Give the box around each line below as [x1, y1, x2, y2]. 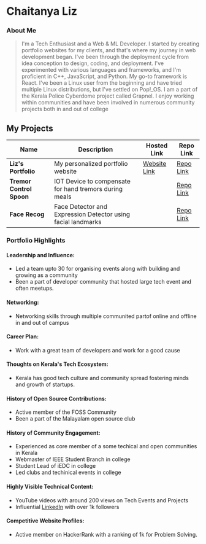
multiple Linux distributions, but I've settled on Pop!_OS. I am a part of [21, 86, 198, 93]
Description [78, 146, 113, 154]
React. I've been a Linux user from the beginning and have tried [21, 79, 182, 87]
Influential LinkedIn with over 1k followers [15, 503, 120, 510]
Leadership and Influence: [6, 251, 75, 258]
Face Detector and [54, 203, 107, 211]
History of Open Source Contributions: [6, 395, 107, 402]
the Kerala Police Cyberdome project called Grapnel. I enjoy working [21, 92, 194, 99]
